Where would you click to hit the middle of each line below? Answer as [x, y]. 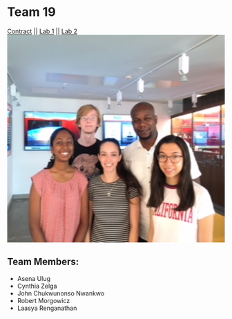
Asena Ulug [33, 278]
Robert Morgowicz [43, 300]
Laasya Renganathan [47, 308]
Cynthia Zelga [37, 286]
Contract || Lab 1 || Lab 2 [42, 31]
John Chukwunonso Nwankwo [61, 293]
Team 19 [32, 12]
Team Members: [43, 262]
